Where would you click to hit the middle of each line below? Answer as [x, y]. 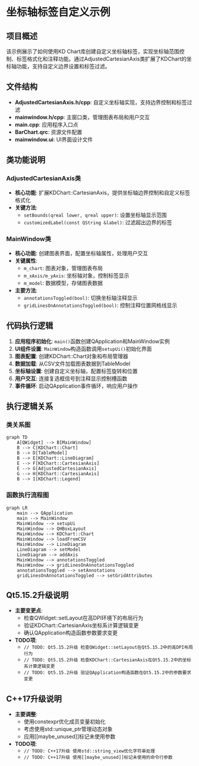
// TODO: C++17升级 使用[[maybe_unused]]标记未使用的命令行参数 [98, 758]
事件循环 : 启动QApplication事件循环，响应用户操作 [76, 386]
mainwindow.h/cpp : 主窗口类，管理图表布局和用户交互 [82, 117]
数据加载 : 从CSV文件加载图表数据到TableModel [72, 363]
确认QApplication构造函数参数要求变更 [71, 633]
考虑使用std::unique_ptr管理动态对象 [68, 729]
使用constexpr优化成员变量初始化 [64, 722]
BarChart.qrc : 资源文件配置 [48, 132]
